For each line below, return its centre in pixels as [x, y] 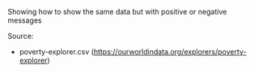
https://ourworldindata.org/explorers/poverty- [170, 52]
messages [25, 20]
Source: [21, 36]
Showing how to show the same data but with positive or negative [117, 12]
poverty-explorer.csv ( [57, 52]
